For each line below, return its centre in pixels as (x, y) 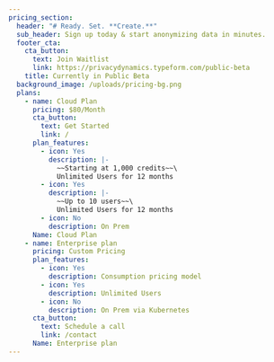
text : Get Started (75, 127)
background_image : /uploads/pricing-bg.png (99, 84)
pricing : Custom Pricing (79, 252)
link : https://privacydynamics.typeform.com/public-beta (141, 68)
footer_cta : (39, 43)
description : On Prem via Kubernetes (119, 310)
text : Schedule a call (83, 327)
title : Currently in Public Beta (87, 76)
